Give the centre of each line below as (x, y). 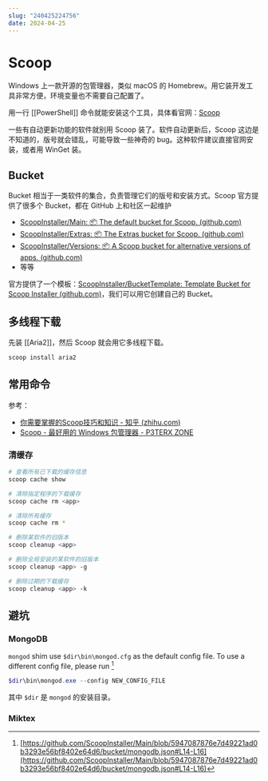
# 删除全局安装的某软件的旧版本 (53, 560)
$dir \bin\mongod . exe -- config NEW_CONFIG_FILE (87, 680)
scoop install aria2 (43, 358)
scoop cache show (37, 479)
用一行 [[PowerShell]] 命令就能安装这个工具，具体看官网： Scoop (114, 113)
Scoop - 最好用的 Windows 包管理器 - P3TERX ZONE (106, 432)
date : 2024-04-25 (37, 23)
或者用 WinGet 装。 (54, 149)
